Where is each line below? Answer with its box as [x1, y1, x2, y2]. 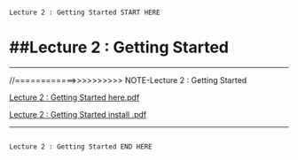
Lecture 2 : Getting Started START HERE [9, 8, 161, 17]
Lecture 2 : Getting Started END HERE [9, 142, 153, 151]
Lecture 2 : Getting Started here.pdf [9, 92, 140, 103]
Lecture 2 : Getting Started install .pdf [9, 109, 147, 119]
